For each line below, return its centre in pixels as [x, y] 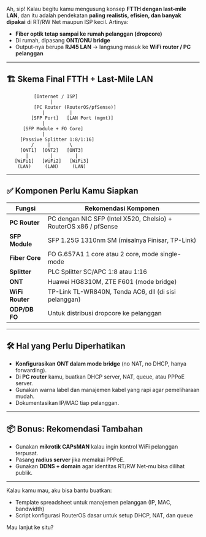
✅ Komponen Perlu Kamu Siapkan [73, 191]
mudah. [25, 396]
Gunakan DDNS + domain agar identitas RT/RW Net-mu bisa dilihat [100, 466]
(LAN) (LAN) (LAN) [52, 166]
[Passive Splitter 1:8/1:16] [57, 139]
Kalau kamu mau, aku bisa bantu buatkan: [59, 490]
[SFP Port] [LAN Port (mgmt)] [72, 118]
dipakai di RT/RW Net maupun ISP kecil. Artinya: [67, 22]
